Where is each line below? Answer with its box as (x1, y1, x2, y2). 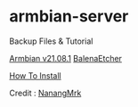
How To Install (9, 70, 61, 81)
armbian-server (9, 6, 129, 27)
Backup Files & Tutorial (9, 36, 93, 46)
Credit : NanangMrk (9, 87, 82, 98)
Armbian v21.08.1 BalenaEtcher (9, 53, 123, 63)
